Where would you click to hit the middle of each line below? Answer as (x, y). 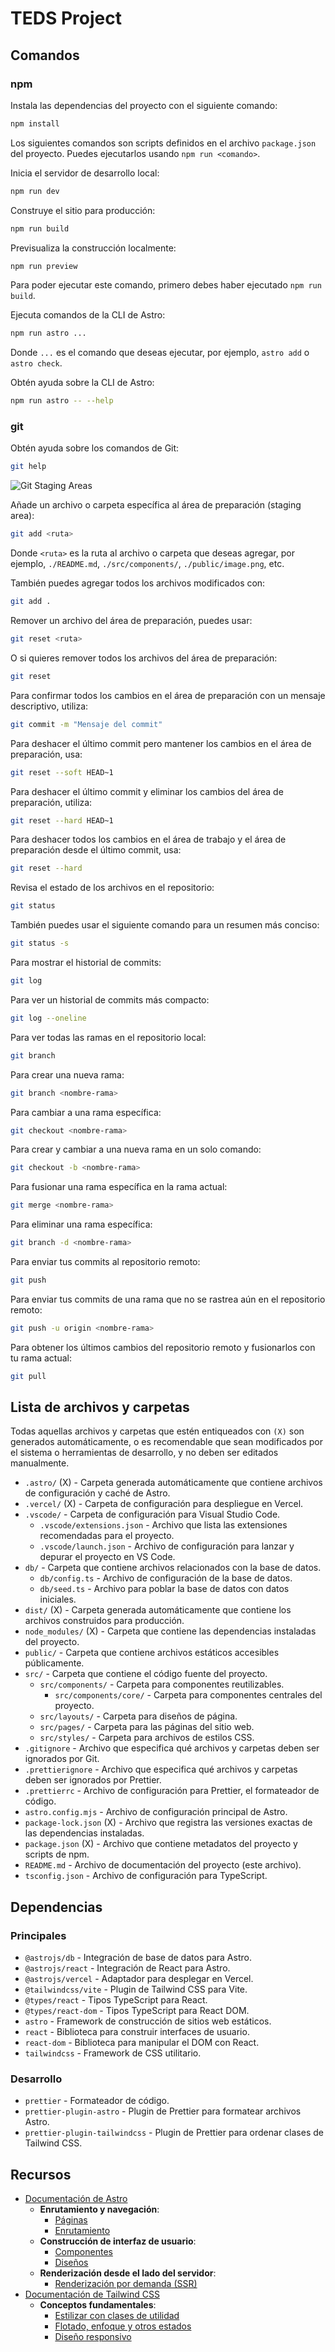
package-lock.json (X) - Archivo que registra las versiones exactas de (168, 1823)
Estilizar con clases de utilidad (117, 2316)
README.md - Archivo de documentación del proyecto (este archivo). (163, 1865)
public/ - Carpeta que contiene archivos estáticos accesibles (152, 1653)
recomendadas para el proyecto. (107, 1536)
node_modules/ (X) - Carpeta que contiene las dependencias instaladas (170, 1631)
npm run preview (44, 266)
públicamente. (54, 1663)
